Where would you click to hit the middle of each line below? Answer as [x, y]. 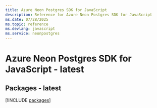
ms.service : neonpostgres [32, 33]
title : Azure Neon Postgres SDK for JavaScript [56, 10]
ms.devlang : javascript [30, 29]
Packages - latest [33, 88]
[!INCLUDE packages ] [28, 100]
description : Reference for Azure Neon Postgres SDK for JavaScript [79, 15]
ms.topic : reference [27, 24]
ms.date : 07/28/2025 [27, 19]
